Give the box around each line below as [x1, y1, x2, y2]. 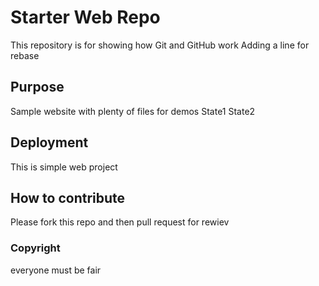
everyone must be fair [10, 264, 102, 276]
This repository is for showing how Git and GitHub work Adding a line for [10, 39, 310, 51]
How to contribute [10, 189, 126, 206]
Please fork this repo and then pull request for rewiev [10, 216, 230, 228]
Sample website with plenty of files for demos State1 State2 [10, 105, 256, 117]
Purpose [10, 79, 65, 96]
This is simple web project [10, 161, 118, 173]
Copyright [10, 241, 61, 255]
